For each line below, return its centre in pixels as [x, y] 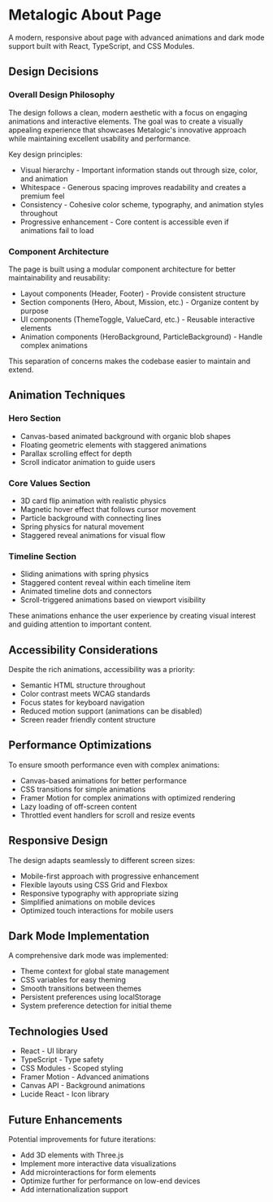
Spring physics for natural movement [82, 527]
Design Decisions [54, 72]
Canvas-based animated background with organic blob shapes [126, 436]
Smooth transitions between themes [81, 988]
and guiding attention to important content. [80, 624]
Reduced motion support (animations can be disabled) [111, 711]
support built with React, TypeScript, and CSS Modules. [102, 46]
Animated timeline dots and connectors [86, 592]
